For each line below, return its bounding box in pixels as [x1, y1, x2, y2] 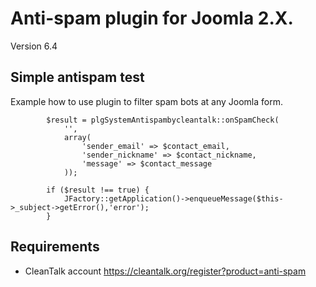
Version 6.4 [10, 40, 58, 52]
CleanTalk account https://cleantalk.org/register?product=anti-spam [24, 265, 307, 277]
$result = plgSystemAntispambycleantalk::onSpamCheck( [46, 115, 280, 125]
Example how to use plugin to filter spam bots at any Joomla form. [10, 95, 283, 107]
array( [63, 132, 92, 142]
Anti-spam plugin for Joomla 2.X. [10, 7, 294, 30]
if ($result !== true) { [46, 185, 150, 195]
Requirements [10, 238, 100, 256]
